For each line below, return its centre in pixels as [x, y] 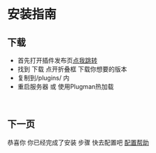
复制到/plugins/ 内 [43, 78]
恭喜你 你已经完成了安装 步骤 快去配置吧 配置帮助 [78, 142]
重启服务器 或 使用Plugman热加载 [65, 87]
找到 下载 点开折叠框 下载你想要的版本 [72, 69]
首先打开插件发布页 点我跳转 [57, 60]
